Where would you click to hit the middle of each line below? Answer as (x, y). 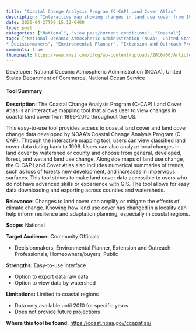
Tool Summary (24, 91)
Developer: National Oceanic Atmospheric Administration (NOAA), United (94, 71)
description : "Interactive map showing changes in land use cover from (95, 17)
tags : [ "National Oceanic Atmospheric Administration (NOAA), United (92, 39)
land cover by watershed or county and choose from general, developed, (94, 153)
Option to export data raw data (51, 276)
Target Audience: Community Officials (53, 236)
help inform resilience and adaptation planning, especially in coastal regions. (98, 213)
